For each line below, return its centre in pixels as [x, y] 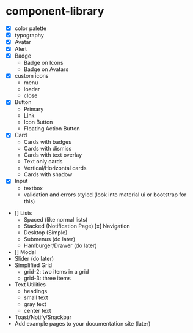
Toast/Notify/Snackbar [43, 317]
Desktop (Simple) [46, 232]
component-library [55, 11]
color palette [31, 28]
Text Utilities [30, 284]
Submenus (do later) [49, 239]
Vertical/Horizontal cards [55, 168]
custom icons [31, 76]
